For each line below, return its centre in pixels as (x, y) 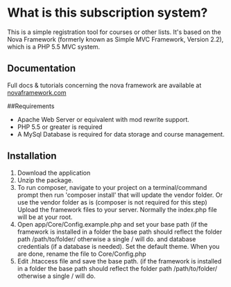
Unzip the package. (45, 180)
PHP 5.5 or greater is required (60, 127)
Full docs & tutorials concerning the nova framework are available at (104, 85)
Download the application (54, 173)
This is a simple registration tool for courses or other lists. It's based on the (114, 32)
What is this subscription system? (108, 13)
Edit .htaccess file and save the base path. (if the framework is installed (119, 261)
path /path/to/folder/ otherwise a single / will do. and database (106, 239)
